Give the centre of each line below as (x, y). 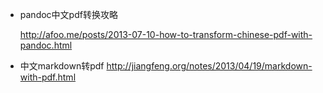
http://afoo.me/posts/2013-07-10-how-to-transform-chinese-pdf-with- (166, 34)
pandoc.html (46, 45)
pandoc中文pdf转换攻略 (68, 14)
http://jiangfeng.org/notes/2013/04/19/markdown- (209, 66)
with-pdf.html (48, 77)
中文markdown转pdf (62, 66)
